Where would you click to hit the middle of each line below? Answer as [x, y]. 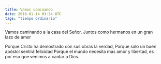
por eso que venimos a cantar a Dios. [42, 57]
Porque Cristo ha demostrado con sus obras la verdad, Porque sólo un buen [81, 47]
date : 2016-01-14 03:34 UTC [33, 14]
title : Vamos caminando [29, 9]
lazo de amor [18, 37]
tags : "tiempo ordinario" [31, 18]
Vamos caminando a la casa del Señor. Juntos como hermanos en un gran [79, 32]
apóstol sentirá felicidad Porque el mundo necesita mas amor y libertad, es [80, 51]
